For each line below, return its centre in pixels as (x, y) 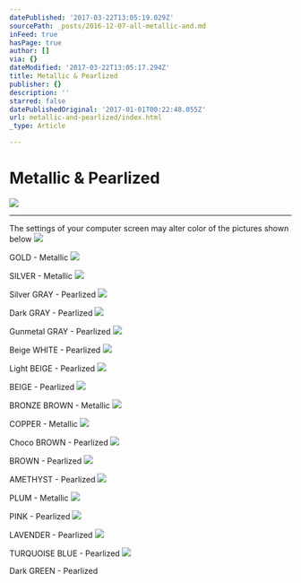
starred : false (38, 101)
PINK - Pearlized (40, 516)
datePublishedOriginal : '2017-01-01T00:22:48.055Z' (107, 109)
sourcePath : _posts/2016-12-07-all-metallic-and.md (107, 26)
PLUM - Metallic (39, 498)
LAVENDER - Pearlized (51, 535)
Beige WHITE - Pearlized (55, 350)
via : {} (24, 59)
